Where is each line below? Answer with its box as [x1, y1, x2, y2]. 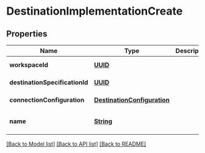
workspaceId [9, 61, 49, 69]
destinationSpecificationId [9, 78, 88, 87]
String [94, 117, 113, 126]
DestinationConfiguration [94, 96, 170, 104]
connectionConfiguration [9, 96, 85, 104]
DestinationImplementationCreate [6, 4, 183, 18]
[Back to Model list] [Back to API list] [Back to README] [6, 140, 146, 148]
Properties [6, 29, 48, 39]
